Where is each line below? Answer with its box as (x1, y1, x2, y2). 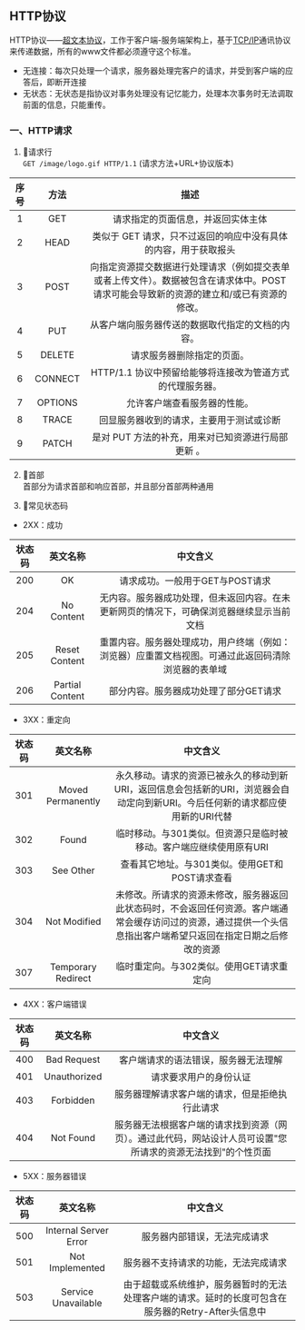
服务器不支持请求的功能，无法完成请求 (123, 1256, 288, 1269)
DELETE (40, 349, 75, 362)
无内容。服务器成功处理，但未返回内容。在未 (99, 591, 291, 604)
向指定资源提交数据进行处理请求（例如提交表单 (90, 261, 290, 273)
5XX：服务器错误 (22, 1171, 87, 1182)
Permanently (45, 795, 102, 808)
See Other (51, 864, 95, 877)
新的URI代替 (180, 810, 233, 823)
